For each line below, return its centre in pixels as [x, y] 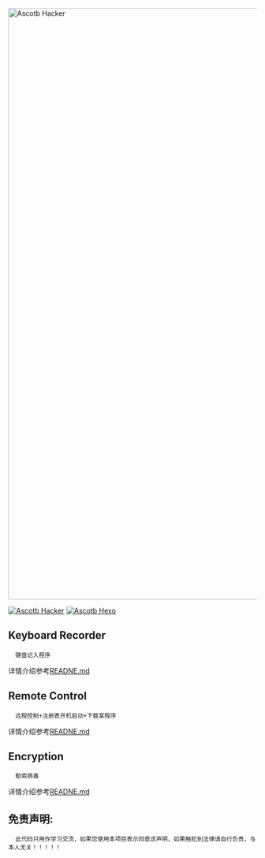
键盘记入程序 [33, 655]
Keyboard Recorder [57, 635]
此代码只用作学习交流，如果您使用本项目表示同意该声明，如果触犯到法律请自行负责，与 [136, 839]
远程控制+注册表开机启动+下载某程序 [66, 716]
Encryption [36, 757]
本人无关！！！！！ [35, 848]
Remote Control [47, 696]
